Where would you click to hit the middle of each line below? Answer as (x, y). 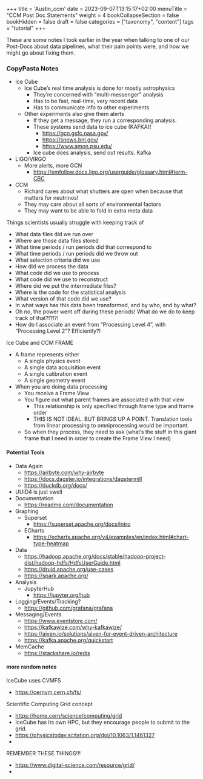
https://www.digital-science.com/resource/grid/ (75, 765)
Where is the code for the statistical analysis (70, 292)
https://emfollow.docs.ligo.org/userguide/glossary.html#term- (110, 172)
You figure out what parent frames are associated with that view (104, 400)
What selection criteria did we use (58, 260)
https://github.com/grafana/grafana (68, 608)
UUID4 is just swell (38, 492)
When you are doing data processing (61, 387)
